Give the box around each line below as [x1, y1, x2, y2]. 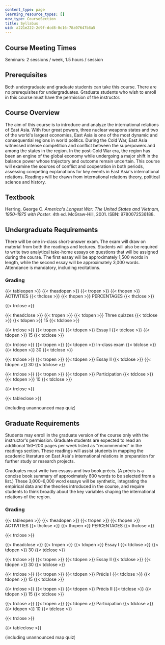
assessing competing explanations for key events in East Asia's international [5, 168, 160, 174]
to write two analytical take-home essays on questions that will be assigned [5, 249, 159, 255]
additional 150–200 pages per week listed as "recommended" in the [5, 443, 142, 449]
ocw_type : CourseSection [5, 16, 56, 21]
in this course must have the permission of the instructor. [5, 94, 121, 100]
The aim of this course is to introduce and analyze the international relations [5, 121, 159, 128]
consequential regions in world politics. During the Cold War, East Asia [5, 137, 147, 143]
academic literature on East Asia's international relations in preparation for [5, 453, 155, 459]
